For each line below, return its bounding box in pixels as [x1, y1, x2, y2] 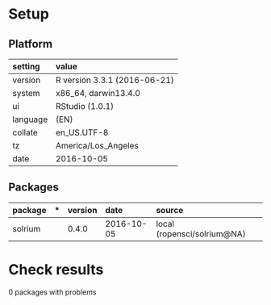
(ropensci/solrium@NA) [156, 228, 246, 239]
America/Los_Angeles [55, 140, 139, 151]
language [12, 114, 48, 125]
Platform [8, 37, 53, 51]
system [12, 88, 40, 98]
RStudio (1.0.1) [55, 101, 115, 111]
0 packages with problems [8, 287, 97, 297]
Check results [8, 261, 104, 278]
